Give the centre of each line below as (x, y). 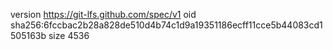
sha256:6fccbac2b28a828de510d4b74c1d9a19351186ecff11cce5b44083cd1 (166, 25)
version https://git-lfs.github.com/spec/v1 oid (103, 14)
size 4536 (69, 35)
